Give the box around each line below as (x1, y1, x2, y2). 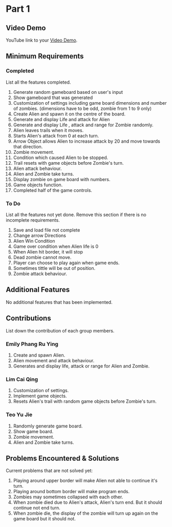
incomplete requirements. (6, 217, 60, 223)
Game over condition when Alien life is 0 (13, 243, 99, 249)
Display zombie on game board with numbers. (13, 176, 111, 182)
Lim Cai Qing (6, 376, 38, 383)
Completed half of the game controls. (13, 187, 93, 193)
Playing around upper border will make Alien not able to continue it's (13, 478, 158, 484)
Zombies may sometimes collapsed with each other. (13, 494, 123, 500)
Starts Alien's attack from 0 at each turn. (13, 132, 99, 139)
